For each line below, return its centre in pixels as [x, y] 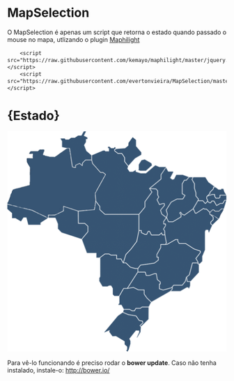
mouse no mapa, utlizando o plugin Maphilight [73, 39]
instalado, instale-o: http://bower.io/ [58, 370]
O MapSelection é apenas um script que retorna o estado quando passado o [117, 32]
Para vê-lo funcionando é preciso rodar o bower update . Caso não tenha [112, 363]
